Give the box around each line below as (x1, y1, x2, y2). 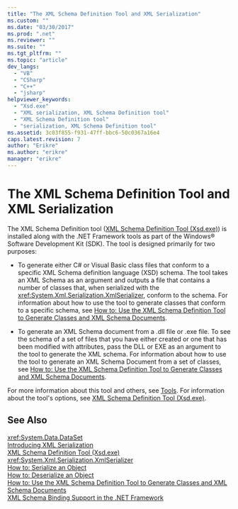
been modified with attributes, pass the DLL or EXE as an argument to (17, 342, 222, 351)
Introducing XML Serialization (7, 440, 93, 449)
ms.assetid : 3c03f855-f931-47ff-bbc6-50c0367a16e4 (7, 129, 160, 136)
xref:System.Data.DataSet (7, 433, 83, 442)
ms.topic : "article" (7, 57, 69, 64)
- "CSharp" (13, 76, 46, 84)
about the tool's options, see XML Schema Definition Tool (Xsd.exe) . (7, 393, 207, 402)
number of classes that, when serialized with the (17, 283, 159, 291)
